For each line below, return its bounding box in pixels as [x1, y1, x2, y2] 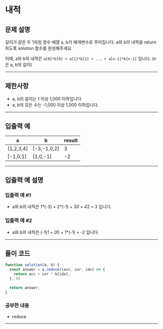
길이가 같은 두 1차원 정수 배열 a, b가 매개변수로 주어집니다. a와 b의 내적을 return [5, 39, 157, 45]
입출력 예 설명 [5, 176, 44, 184]
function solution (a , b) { [5, 263, 60, 268]
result [64, 137, 78, 144]
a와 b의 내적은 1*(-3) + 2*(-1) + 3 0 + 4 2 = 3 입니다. [12, 204, 112, 210]
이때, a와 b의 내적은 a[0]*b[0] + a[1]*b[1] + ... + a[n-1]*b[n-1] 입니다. [5, 56, 151, 61]
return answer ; [9, 285, 40, 290]
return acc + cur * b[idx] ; [14, 271, 70, 277]
